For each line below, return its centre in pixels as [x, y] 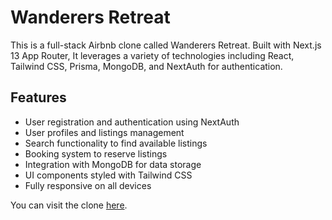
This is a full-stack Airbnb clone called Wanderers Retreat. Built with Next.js [166, 45]
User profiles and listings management [104, 132]
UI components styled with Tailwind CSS [108, 175]
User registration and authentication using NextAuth [132, 122]
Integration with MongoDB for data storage [113, 164]
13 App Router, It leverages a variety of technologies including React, [152, 55]
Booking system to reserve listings [96, 153]
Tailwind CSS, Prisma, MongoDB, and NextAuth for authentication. [146, 66]
